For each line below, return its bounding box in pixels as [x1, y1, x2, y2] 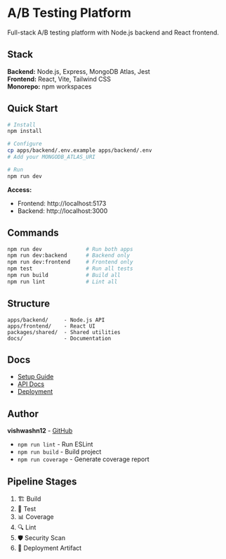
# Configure [7, 141, 42, 148]
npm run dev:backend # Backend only [7, 252, 131, 259]
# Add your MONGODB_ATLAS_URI [7, 153, 96, 161]
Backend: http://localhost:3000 [17, 206, 108, 215]
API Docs [17, 380, 44, 388]
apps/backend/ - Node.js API [7, 316, 105, 323]
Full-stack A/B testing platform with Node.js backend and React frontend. [7, 28, 220, 37]
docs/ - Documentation [7, 335, 112, 342]
